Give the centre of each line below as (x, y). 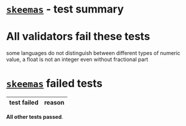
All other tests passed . (35, 117)
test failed (24, 103)
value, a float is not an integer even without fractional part (77, 60)
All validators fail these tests (78, 37)
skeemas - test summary (65, 9)
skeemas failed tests (54, 84)
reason (54, 103)
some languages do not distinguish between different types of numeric (93, 53)
